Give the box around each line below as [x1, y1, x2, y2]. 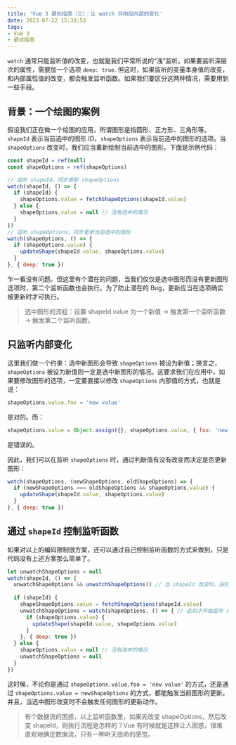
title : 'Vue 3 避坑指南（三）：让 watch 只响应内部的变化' [7, 10, 163, 18]
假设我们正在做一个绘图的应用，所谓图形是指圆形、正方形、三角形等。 [7, 125, 211, 134]
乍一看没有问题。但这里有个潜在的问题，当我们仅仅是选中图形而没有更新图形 [7, 275, 229, 283]
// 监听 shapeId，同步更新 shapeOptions [7, 176, 120, 183]
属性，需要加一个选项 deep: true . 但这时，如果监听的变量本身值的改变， [19, 65, 229, 74]
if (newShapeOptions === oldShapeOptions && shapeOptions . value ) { [13, 484, 216, 492]
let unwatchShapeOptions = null [7, 568, 102, 575]
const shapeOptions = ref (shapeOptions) [7, 163, 128, 171]
